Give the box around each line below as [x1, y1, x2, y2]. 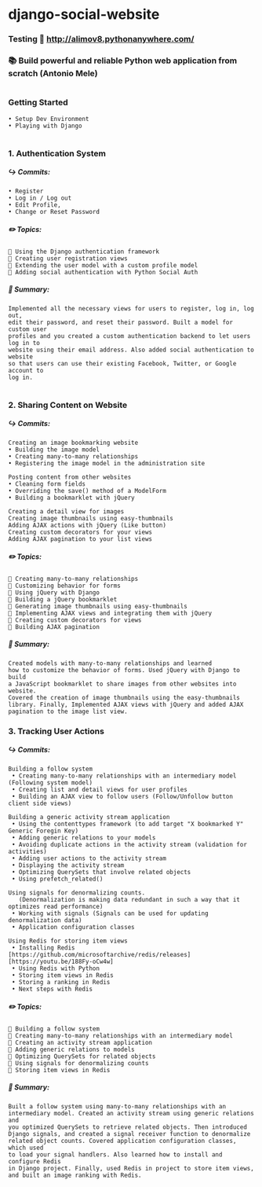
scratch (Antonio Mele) [8, 68, 98, 79]
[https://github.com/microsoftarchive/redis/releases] [8, 950, 191, 958]
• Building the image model [8, 446, 100, 454]
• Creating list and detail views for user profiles [11, 785, 188, 793]
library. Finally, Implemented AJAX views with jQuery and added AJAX [8, 700, 244, 708]
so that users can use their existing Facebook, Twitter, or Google [8, 359, 237, 367]
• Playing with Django [8, 122, 82, 130]
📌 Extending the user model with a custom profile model [8, 261, 198, 269]
